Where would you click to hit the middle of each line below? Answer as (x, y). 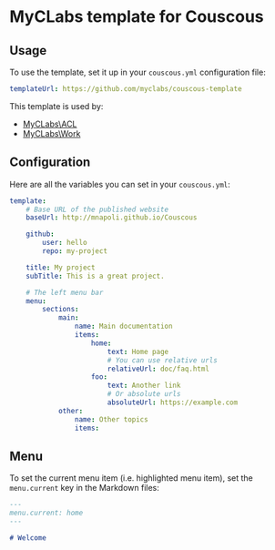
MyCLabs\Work (51, 133)
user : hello (65, 243)
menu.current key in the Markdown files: (84, 488)
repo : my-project (75, 251)
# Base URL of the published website (97, 209)
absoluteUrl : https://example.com (173, 402)
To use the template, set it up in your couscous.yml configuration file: (137, 72)
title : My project (61, 267)
